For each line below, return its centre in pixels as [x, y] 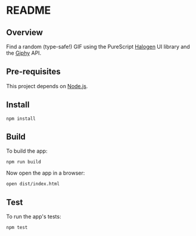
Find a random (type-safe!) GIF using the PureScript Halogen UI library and [98, 46]
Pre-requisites [33, 72]
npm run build [24, 162]
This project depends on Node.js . [47, 86]
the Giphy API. [24, 53]
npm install [21, 119]
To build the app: [27, 151]
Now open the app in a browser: [46, 173]
